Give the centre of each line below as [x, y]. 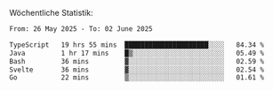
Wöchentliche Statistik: [51, 13]
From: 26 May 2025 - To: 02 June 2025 [81, 29]
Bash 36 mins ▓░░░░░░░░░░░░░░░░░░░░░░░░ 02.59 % [137, 61]
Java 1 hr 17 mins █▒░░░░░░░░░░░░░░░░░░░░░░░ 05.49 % [137, 53]
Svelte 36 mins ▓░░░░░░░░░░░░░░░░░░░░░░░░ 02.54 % [137, 70]
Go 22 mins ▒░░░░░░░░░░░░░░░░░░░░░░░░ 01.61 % [137, 78]
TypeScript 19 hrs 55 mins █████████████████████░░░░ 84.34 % [137, 45]
